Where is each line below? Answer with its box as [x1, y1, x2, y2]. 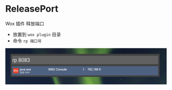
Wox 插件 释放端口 [5, 20, 45, 26]
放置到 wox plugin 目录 [12, 31, 61, 37]
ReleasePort [5, 3, 59, 15]
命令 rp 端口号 [12, 38, 42, 44]
